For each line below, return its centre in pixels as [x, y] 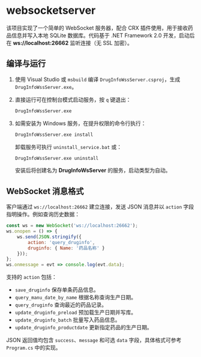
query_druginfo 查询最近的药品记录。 [61, 305]
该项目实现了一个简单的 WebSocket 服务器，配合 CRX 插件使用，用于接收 [97, 28]
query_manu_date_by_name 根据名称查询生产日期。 [76, 297]
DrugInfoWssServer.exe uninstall [57, 158]
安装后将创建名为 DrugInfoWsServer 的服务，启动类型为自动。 [93, 170]
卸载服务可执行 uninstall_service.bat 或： [68, 147]
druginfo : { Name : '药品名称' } [66, 248]
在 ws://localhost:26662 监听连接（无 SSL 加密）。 [70, 43]
